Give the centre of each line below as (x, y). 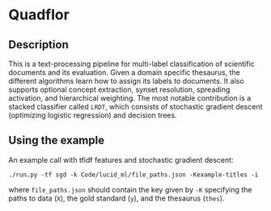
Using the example (57, 141)
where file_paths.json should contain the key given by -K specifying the (130, 189)
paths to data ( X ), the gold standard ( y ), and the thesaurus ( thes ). (116, 198)
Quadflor (39, 15)
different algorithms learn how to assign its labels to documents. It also (126, 81)
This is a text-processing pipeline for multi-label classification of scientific (131, 64)
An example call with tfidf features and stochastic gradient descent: (121, 159)
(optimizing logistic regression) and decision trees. (93, 115)
